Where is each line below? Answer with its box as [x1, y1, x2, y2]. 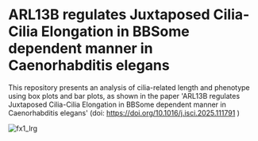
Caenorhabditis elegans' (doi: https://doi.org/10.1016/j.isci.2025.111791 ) [8, 108, 241, 117]
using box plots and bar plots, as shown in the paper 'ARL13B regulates [8, 91, 241, 100]
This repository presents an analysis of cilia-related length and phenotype [8, 82, 250, 92]
